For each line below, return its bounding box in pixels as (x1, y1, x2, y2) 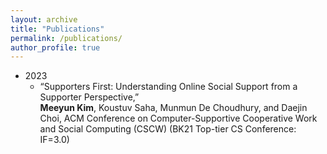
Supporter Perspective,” (39, 91, 140, 103)
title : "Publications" (10, 24, 105, 34)
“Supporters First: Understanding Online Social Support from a (39, 81, 298, 93)
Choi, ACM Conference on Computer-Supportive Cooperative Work (39, 112, 318, 125)
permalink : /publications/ (10, 33, 123, 43)
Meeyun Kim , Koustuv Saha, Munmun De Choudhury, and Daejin (39, 102, 308, 114)
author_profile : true (10, 42, 101, 53)
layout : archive (10, 14, 78, 25)
